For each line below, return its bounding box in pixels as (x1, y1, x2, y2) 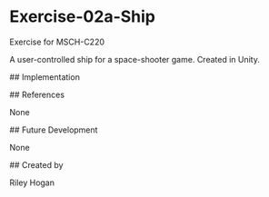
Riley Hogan (9, 177, 55, 188)
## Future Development (9, 124, 98, 135)
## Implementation (9, 71, 80, 83)
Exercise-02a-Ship (9, 6, 156, 27)
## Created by (9, 159, 64, 170)
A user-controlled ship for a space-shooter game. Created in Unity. (9, 54, 261, 64)
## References (9, 89, 65, 100)
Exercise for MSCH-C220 (9, 36, 105, 47)
